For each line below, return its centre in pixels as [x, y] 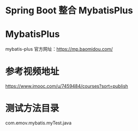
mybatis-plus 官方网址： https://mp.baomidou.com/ [59, 49]
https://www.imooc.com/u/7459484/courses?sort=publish [67, 86]
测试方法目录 [32, 108]
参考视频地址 [32, 72]
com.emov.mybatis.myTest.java [38, 123]
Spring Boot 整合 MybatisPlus [69, 10]
